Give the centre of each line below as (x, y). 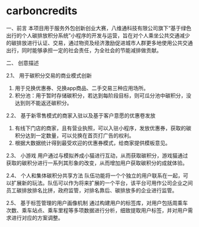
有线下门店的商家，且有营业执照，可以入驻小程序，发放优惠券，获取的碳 (103, 128)
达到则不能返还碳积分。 (43, 103)
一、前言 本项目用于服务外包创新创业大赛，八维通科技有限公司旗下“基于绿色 (99, 28)
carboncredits (42, 11)
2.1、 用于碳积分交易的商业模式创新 (49, 75)
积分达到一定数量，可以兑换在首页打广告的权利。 (74, 135)
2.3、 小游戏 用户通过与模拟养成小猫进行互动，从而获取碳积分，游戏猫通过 (97, 155)
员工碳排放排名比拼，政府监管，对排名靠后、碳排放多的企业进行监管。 (92, 190)
